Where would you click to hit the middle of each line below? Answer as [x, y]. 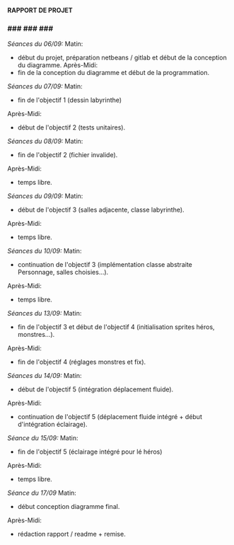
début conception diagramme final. [69, 507]
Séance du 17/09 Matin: [42, 493]
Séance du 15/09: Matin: [43, 438]
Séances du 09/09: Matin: [45, 196]
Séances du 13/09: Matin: [45, 314]
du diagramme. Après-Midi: [58, 65]
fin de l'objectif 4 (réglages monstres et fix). [82, 362]
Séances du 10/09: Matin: [45, 251]
